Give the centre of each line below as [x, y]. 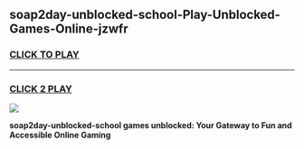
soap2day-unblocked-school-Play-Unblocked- [145, 15]
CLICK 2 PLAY [41, 88]
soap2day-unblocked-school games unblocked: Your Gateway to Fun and [151, 125]
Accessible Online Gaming [60, 135]
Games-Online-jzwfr [69, 29]
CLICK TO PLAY [44, 55]
